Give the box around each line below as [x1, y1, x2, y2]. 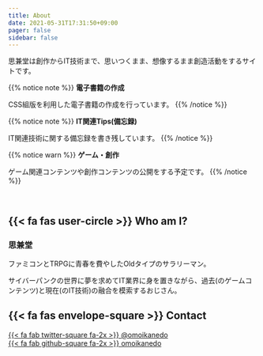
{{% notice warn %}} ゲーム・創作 [8, 150, 120, 160]
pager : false [8, 26, 51, 34]
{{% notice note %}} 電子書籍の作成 [8, 83, 125, 93]
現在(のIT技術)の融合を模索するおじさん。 [45, 286, 182, 295]
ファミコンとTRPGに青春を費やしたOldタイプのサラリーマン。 [8, 259, 211, 268]
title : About [8, 11, 51, 20]
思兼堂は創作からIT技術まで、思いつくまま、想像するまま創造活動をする [8, 56, 242, 66]
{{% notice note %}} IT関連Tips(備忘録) [8, 116, 137, 127]
